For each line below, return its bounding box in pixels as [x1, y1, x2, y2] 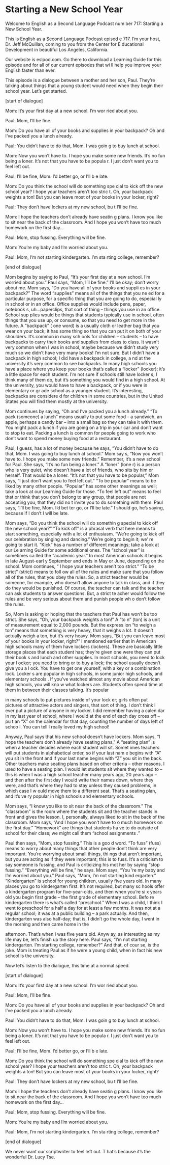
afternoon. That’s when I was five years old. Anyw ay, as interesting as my [5, 931, 160, 937]
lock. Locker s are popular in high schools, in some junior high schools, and [5, 670, 163, 676]
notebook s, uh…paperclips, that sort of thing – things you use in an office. [5, 306, 161, 312]
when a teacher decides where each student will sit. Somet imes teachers [5, 744, 160, 750]
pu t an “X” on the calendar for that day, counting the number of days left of [5, 718, 163, 724]
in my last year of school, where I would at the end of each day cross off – [5, 713, 160, 719]
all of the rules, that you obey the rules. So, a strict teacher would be [5, 574, 149, 580]
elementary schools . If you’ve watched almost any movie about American [5, 676, 160, 682]
